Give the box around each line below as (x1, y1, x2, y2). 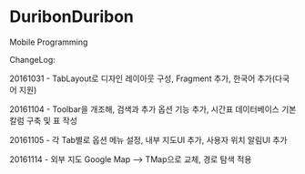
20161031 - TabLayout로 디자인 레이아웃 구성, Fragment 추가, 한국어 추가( (9, 73, 276, 84)
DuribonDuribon (9, 6, 135, 27)
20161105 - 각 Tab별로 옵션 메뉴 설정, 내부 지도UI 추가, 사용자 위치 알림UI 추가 (9, 134, 288, 145)
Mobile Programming (9, 36, 88, 47)
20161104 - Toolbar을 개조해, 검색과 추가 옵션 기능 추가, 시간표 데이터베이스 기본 (9, 103, 297, 115)
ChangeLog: (9, 54, 56, 65)
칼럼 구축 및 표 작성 (9, 115, 77, 126)
